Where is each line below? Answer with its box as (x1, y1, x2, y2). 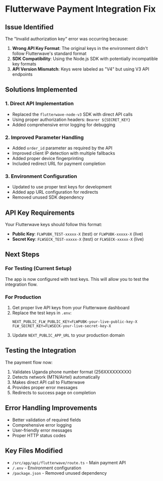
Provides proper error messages (12, 384, 78, 390)
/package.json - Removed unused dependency (12, 470, 107, 476)
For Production (5, 294, 42, 300)
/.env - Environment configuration (12, 465, 82, 471)
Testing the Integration (5, 346, 76, 355)
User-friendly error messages (12, 427, 72, 433)
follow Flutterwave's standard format (12, 50, 87, 56)
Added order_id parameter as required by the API (12, 145, 113, 151)
